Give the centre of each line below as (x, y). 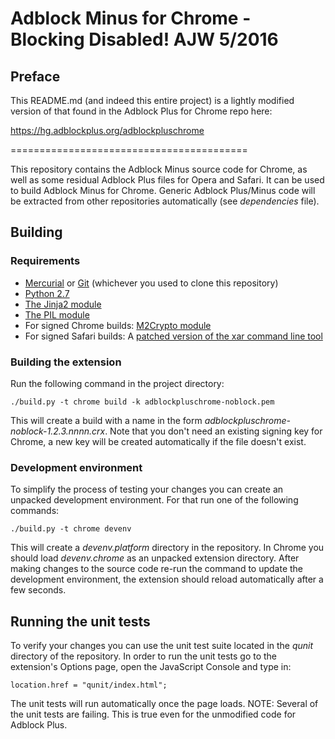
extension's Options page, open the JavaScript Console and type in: (151, 667)
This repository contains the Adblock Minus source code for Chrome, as (159, 169)
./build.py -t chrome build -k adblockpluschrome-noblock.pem (142, 402)
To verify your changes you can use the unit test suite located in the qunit (162, 646)
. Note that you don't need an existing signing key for (213, 431)
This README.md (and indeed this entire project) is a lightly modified (152, 100)
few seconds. (38, 590)
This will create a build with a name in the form (106, 420)
